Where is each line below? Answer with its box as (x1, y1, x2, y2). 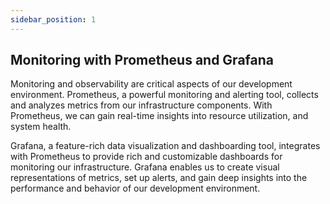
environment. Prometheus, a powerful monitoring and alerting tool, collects (10, 89, 319, 101)
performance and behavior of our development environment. (10, 182, 261, 195)
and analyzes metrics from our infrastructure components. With (10, 99, 273, 111)
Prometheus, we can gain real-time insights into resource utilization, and (10, 110, 309, 122)
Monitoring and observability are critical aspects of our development (10, 78, 293, 90)
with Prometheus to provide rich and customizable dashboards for (10, 151, 283, 163)
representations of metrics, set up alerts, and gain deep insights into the (10, 172, 308, 184)
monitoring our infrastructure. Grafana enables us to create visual (10, 161, 280, 173)
